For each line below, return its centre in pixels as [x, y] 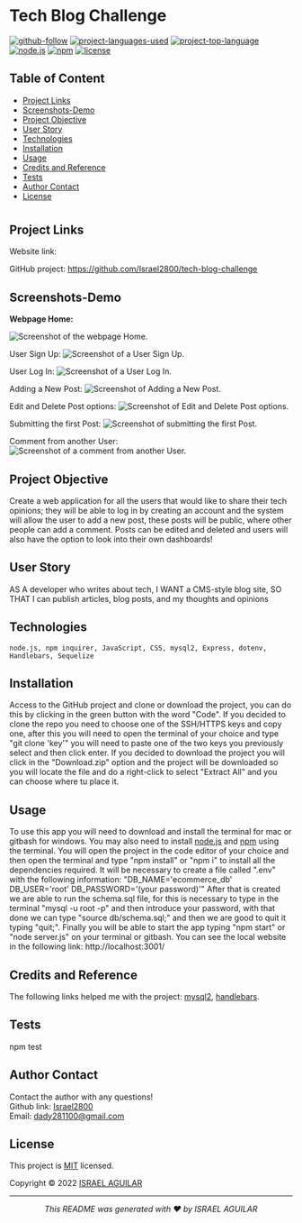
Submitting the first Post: [55, 424]
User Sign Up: [35, 354]
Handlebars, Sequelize [52, 656]
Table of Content [57, 79]
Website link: [33, 251]
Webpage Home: [41, 319]
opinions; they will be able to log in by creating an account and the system [147, 510]
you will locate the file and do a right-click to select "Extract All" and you [143, 772]
